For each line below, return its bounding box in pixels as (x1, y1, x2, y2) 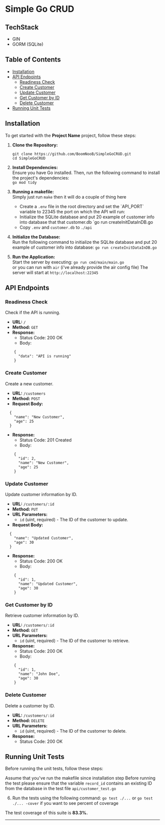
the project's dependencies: (12, 175, 70, 180)
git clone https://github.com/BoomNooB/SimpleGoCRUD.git (12, 151, 132, 156)
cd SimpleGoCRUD (12, 156, 46, 161)
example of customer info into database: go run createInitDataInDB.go (12, 244, 157, 250)
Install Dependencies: (12, 164, 58, 170)
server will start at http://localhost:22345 (12, 269, 99, 275)
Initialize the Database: (12, 234, 60, 239)
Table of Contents (5, 56, 61, 64)
